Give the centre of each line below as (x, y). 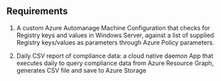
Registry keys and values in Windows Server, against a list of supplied (115, 35)
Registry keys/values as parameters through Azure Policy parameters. (115, 42)
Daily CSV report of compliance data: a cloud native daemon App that (115, 56)
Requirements (37, 11)
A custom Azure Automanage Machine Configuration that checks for (113, 27)
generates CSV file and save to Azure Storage (81, 70)
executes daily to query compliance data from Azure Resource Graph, (115, 63)
